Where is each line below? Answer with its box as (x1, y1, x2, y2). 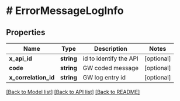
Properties (6, 27, 46, 37)
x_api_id (9, 54, 32, 62)
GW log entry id (82, 74, 126, 81)
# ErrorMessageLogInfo (6, 4, 124, 18)
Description (94, 45, 127, 53)
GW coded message (82, 64, 139, 72)
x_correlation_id (9, 74, 55, 81)
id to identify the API (82, 54, 139, 62)
